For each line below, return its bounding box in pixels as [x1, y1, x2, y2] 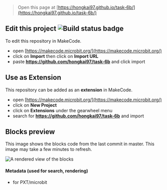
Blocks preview [5, 128, 55, 136]
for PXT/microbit [12, 179, 47, 185]
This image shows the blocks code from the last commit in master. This [5, 141, 155, 147]
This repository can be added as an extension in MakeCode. [5, 86, 133, 93]
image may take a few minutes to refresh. [5, 146, 92, 152]
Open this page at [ [17, 5, 59, 10]
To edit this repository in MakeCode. [5, 38, 81, 44]
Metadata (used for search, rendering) [5, 168, 88, 174]
